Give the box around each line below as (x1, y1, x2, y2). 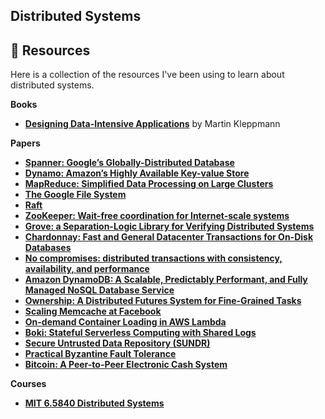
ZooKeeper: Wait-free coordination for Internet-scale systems (24, 210, 290, 222)
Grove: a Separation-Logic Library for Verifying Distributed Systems (24, 220, 315, 233)
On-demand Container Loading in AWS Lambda (24, 316, 227, 328)
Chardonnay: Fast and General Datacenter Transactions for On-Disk (24, 231, 314, 243)
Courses (10, 378, 47, 390)
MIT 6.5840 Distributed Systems (24, 397, 165, 409)
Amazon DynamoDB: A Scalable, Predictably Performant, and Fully (24, 274, 308, 286)
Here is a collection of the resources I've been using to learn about (10, 69, 285, 81)
